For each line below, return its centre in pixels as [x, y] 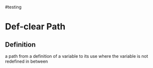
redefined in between [27, 61]
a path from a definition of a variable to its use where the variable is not [77, 56]
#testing [13, 7]
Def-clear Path [35, 27]
